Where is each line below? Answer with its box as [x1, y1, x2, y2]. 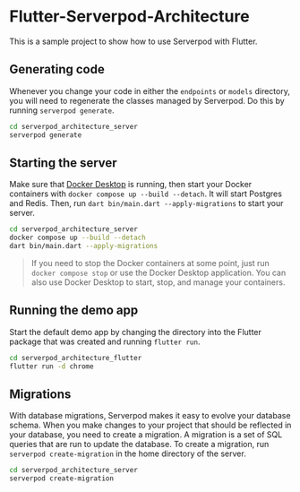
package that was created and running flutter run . [9, 336, 201, 347]
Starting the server [9, 155, 118, 170]
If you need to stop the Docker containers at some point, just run [30, 257, 270, 268]
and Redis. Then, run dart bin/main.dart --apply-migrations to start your [9, 198, 284, 209]
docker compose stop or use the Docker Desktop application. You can [30, 267, 287, 278]
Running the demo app [9, 303, 139, 318]
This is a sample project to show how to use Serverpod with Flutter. [9, 36, 258, 47]
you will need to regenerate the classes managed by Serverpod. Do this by [9, 95, 285, 106]
